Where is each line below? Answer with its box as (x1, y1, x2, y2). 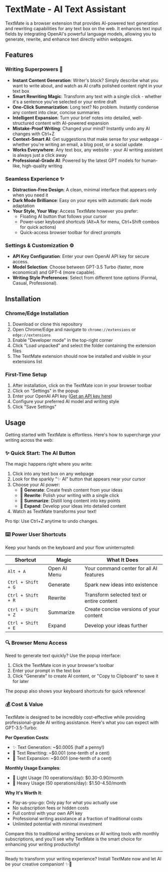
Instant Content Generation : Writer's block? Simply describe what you (12, 77, 158, 83)
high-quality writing (22, 162, 62, 169)
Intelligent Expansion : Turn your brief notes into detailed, (12, 115, 131, 121)
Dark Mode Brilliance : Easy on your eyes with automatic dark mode (12, 197, 152, 203)
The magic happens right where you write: (5, 461, 92, 467)
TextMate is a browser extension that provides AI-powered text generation (5, 20, 158, 26)
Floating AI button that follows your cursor (19, 213, 107, 219)
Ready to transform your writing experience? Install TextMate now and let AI (5, 856, 161, 862)
